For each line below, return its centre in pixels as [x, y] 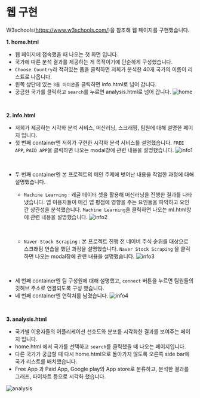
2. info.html [21, 115]
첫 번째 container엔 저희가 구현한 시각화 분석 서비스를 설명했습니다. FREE [99, 142]
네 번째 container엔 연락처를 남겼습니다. [61, 295]
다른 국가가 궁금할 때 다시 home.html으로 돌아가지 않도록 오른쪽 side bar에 [102, 354]
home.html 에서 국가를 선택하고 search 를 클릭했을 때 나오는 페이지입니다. [100, 346]
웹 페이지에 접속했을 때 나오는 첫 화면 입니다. [67, 54]
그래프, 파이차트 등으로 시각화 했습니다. [60, 376]
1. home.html [23, 42]
